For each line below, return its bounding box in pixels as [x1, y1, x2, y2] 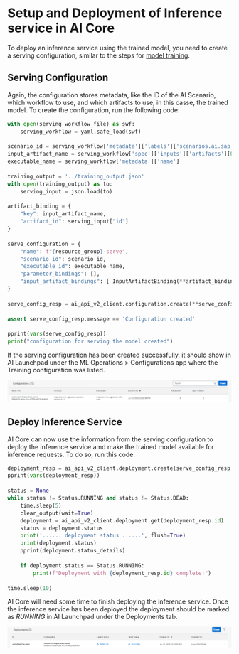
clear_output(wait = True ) [20, 510, 94, 517]
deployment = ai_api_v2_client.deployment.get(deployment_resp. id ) [20, 517, 224, 524]
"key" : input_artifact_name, [20, 210, 107, 218]
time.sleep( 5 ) [20, 502, 62, 509]
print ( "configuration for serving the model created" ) [7, 338, 174, 345]
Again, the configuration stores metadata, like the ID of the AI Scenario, [7, 90, 216, 99]
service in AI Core [7, 20, 115, 36]
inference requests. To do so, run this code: [7, 450, 135, 459]
